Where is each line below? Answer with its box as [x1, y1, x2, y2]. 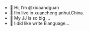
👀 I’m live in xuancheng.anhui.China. [9, 10, 85, 16]
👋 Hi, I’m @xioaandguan [9, 5, 59, 10]
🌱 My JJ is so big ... [9, 15, 51, 21]
